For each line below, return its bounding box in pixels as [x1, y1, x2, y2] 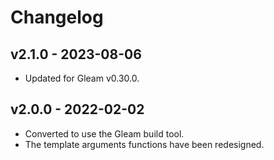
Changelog [10, 6, 104, 29]
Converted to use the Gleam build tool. [24, 127, 185, 140]
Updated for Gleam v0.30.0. [24, 72, 140, 84]
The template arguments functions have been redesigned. [24, 138, 265, 150]
